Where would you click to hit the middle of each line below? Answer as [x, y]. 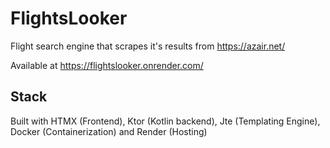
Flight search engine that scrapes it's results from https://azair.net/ [148, 46]
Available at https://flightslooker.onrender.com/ [107, 65]
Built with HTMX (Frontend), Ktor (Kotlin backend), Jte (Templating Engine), [165, 121]
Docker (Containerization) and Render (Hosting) [109, 131]
